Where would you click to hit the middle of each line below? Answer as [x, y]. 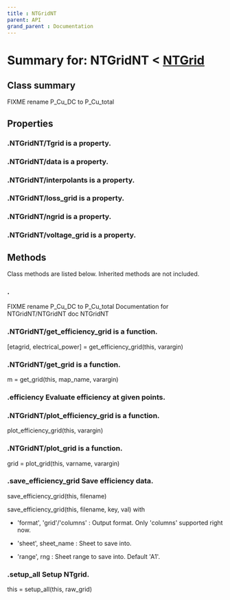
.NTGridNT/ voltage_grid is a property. [71, 235]
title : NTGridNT [32, 13]
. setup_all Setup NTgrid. [48, 574]
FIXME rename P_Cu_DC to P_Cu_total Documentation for [88, 307]
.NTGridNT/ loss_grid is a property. [66, 198]
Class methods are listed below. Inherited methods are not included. [103, 274]
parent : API [24, 20]
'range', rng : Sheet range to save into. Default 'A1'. [88, 556]
